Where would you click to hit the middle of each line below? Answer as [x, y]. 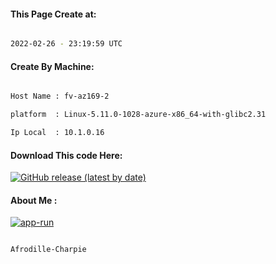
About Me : [34, 200]
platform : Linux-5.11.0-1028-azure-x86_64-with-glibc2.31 [138, 115]
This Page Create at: [53, 14]
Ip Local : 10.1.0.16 [57, 133]
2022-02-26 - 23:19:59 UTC [66, 44]
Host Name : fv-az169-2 [60, 96]
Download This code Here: [66, 155]
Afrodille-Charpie [48, 250]
